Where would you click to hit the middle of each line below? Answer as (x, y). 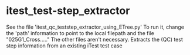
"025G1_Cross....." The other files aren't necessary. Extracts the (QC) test (94, 39)
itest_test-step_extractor (68, 11)
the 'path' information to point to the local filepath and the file (80, 33)
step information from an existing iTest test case (64, 46)
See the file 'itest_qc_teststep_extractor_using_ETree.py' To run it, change (95, 27)
